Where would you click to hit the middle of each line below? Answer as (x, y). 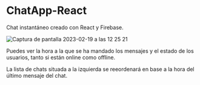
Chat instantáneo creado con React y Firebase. (65, 27)
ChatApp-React (46, 11)
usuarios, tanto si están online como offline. (61, 57)
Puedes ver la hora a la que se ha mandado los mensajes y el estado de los (100, 51)
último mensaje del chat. (37, 75)
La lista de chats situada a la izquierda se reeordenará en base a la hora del (101, 69)
